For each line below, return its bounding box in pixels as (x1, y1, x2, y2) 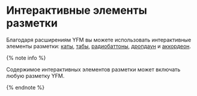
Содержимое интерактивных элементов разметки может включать (6, 65, 181, 73)
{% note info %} (6, 54, 46, 61)
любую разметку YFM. (6, 72, 65, 79)
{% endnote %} (6, 83, 45, 91)
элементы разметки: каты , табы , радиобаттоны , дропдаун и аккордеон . (6, 43, 191, 50)
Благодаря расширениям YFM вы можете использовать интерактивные (6, 36, 192, 43)
